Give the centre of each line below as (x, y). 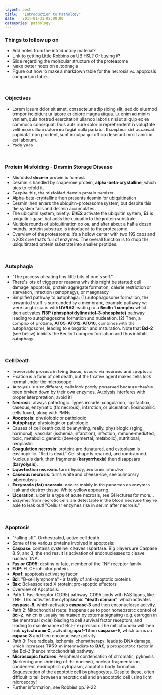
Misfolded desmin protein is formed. (48, 178)
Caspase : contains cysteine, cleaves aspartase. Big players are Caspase (84, 548)
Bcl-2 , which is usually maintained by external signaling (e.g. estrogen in (84, 615)
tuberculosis (24, 479)
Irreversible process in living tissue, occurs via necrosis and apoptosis (82, 371)
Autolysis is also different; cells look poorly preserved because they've (82, 387)
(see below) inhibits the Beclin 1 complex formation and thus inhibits (80, 334)
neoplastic (22, 443)
